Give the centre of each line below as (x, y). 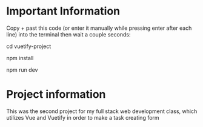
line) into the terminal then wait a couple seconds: (68, 34)
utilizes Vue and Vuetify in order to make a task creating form (83, 117)
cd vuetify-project (29, 46)
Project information (56, 94)
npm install (20, 58)
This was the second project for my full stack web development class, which (102, 111)
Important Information (63, 11)
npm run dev (22, 70)
